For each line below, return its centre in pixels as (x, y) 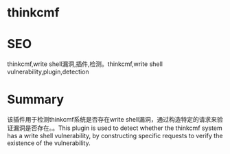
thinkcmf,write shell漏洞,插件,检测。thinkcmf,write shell (85, 64)
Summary (35, 99)
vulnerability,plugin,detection (48, 72)
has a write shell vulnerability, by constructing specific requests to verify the (115, 136)
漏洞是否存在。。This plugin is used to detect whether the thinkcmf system (118, 128)
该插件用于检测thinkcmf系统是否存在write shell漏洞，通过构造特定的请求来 (112, 120)
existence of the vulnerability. (49, 143)
